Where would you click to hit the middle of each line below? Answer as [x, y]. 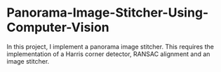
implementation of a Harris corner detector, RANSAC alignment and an [108, 54]
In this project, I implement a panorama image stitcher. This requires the [110, 46]
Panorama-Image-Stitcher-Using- [108, 13]
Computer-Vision [58, 27]
